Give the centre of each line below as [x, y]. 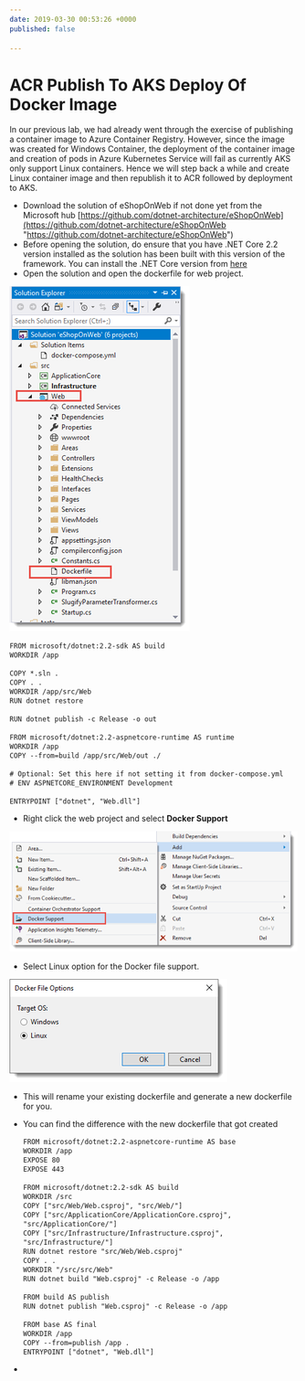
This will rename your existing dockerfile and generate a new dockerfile [157, 1096]
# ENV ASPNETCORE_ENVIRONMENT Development [91, 783]
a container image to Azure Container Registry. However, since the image [147, 139]
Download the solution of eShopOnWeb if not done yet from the [142, 206]
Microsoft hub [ [52, 216]
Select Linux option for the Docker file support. [110, 966]
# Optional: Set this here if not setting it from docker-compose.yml [147, 774]
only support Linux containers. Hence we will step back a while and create [149, 168]
